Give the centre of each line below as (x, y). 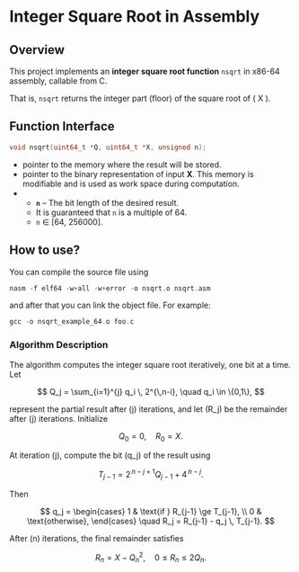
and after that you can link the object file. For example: (110, 305)
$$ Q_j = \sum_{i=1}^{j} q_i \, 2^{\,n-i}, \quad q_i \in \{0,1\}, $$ (151, 391)
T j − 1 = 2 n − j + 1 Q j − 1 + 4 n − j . (151, 475)
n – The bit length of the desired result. (107, 202)
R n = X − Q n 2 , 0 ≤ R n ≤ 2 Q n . (151, 558)
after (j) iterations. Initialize (59, 418)
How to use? (45, 250)
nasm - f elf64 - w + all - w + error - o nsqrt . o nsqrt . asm (110, 288)
